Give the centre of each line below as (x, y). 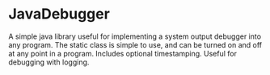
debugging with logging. (49, 62)
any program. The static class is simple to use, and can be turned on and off (135, 44)
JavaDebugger (59, 14)
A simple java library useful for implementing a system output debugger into (135, 36)
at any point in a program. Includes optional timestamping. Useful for (122, 53)
